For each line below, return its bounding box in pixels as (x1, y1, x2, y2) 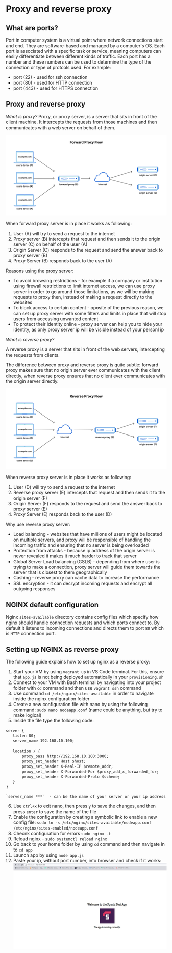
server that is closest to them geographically (13, 569, 107, 575)
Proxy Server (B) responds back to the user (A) (13, 257, 112, 264)
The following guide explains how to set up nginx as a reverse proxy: (6, 659, 150, 665)
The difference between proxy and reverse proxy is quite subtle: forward (6, 362, 159, 368)
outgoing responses (13, 585, 56, 592)
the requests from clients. (6, 351, 60, 358)
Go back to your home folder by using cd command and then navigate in (13, 841, 165, 847)
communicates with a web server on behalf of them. (6, 124, 115, 131)
